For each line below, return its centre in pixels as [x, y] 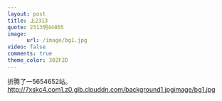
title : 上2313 [28, 21]
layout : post [27, 14]
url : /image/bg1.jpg [57, 41]
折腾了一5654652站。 [39, 81]
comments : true [30, 54]
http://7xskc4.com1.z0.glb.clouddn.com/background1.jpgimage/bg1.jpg [111, 89]
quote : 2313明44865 [36, 27]
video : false [27, 47]
